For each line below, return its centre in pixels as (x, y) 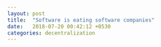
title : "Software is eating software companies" (81, 20)
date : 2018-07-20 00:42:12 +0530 (59, 26)
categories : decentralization (51, 33)
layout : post (26, 13)
